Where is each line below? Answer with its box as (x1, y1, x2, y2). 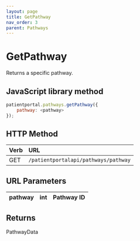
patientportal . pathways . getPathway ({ (6, 102, 98, 108)
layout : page (6, 8, 38, 15)
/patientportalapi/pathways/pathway (28, 157, 131, 164)
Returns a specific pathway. (6, 70, 73, 77)
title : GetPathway (6, 14, 51, 20)
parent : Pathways (6, 25, 49, 31)
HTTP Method (6, 129, 59, 139)
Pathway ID (52, 194, 86, 202)
